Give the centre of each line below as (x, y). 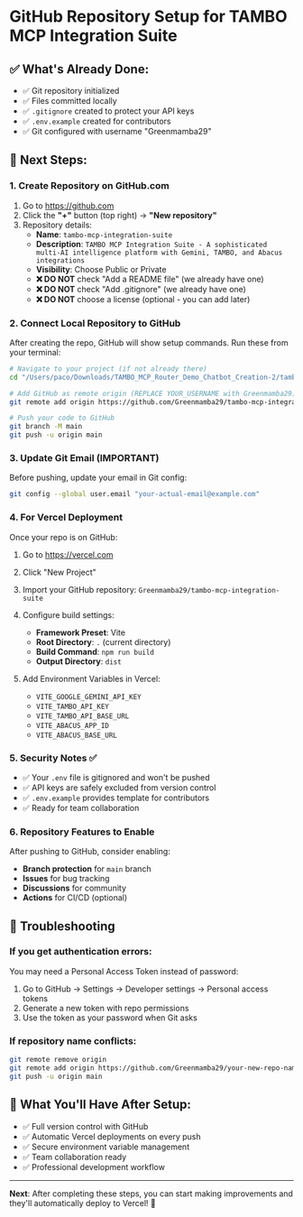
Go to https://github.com (68, 206)
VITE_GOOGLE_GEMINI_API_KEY (88, 696)
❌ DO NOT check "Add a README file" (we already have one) (150, 279)
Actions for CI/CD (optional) (75, 898)
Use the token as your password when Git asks (110, 1018)
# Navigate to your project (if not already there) (108, 369)
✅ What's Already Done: (79, 69)
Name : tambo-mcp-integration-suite (104, 234)
